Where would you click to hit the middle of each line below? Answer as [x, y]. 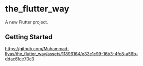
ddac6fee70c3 [20, 59]
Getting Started [29, 37]
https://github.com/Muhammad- [37, 48]
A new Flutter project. [27, 22]
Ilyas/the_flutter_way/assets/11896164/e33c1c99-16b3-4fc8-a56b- [71, 54]
